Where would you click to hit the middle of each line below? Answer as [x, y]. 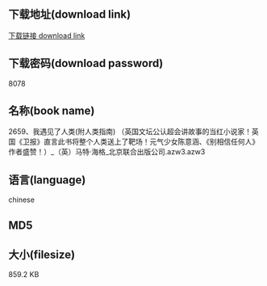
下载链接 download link [47, 36]
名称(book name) [52, 111]
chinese [21, 200]
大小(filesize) [42, 255]
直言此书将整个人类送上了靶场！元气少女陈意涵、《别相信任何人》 [151, 142]
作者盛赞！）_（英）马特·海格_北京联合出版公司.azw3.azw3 [107, 152]
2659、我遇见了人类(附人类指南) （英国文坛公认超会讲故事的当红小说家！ [130, 132]
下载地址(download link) [70, 15]
